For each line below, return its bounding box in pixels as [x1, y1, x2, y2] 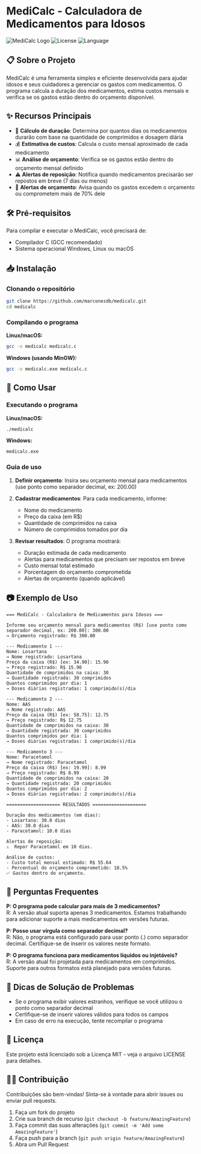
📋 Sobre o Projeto [6, 55, 76, 66]
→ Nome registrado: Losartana [6, 654, 82, 660]
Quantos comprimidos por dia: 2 [6, 786, 87, 792]
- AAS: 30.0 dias [6, 823, 50, 829]
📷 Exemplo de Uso [6, 593, 78, 603]
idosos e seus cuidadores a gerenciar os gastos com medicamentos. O [6, 80, 182, 88]
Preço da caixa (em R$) [23, 512, 82, 520]
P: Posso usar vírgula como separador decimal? [6, 927, 128, 935]
